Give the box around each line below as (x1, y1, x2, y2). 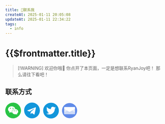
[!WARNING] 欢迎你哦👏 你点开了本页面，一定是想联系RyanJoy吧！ (17, 65, 155, 71)
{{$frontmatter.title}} (5, 48, 96, 59)
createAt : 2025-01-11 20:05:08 (5, 12, 71, 17)
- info (10, 26, 24, 31)
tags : (5, 21, 17, 27)
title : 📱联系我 (5, 7, 35, 13)
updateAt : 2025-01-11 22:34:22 (5, 17, 71, 22)
